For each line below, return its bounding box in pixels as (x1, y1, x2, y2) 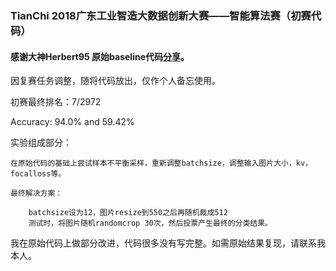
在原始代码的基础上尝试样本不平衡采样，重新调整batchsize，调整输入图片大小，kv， (10, 158, 313, 169)
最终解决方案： (10, 188, 63, 199)
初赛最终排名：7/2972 (10, 96, 102, 108)
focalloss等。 (10, 169, 67, 179)
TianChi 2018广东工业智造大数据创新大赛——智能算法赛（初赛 (10, 8, 312, 22)
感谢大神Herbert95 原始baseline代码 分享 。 (10, 50, 190, 62)
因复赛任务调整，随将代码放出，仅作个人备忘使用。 (10, 75, 221, 87)
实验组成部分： (10, 137, 72, 149)
